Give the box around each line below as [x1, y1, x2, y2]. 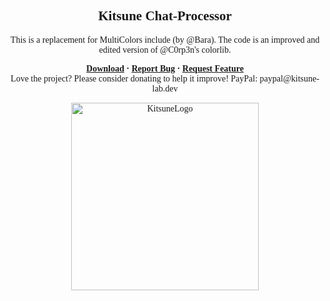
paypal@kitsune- [259, 73, 320, 84]
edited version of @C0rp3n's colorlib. [98, 44, 232, 55]
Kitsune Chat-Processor [98, 8, 232, 24]
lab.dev [151, 83, 179, 94]
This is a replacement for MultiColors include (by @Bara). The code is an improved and [10, 34, 320, 45]
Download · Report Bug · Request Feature [86, 63, 244, 74]
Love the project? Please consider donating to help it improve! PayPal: [10, 73, 259, 84]
